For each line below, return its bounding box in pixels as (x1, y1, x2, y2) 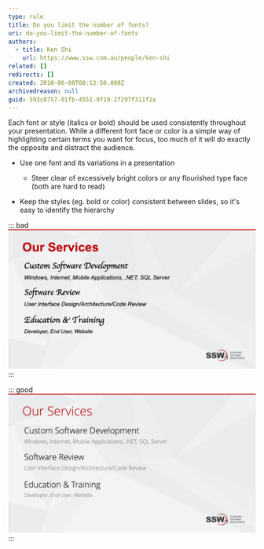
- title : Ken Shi (15, 46, 72, 54)
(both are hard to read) (31, 181, 105, 192)
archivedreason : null (8, 87, 79, 95)
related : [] (8, 63, 47, 71)
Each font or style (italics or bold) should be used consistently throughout (8, 118, 246, 127)
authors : (8, 38, 37, 46)
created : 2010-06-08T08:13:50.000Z (8, 79, 125, 86)
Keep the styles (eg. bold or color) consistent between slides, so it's (19, 197, 240, 207)
